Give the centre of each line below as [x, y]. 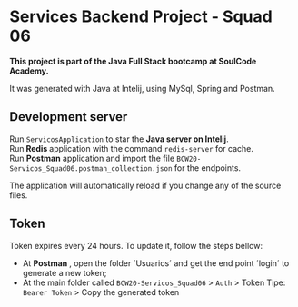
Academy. [29, 71]
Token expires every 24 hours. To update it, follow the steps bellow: [136, 245]
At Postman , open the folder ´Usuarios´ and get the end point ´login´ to [156, 263]
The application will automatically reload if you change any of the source [145, 185]
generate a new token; [65, 272]
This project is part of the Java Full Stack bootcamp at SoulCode [133, 61]
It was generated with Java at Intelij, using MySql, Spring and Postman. [142, 88]
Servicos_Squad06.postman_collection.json [91, 168]
